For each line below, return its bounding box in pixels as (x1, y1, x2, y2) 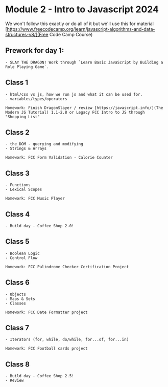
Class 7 (5, 324, 30, 332)
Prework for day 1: (5, 46, 64, 55)
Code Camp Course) (49, 31, 93, 37)
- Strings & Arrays (5, 146, 47, 152)
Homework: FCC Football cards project (5, 346, 88, 351)
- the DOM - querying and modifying (5, 142, 83, 147)
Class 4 (5, 210, 30, 219)
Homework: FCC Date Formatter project (5, 310, 88, 315)
